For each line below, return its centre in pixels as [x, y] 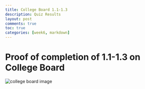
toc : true [15, 28]
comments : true [21, 23]
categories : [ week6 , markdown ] [37, 33]
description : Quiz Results [33, 14]
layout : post [19, 19]
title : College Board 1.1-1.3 [36, 10]
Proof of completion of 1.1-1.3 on [73, 57]
